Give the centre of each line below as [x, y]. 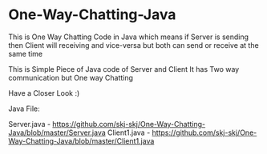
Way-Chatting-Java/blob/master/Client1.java [81, 140]
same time [26, 53]
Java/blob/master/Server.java [57, 132]
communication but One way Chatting [71, 77]
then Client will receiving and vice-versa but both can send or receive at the [133, 45]
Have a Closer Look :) [44, 93]
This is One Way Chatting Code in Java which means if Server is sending [129, 37]
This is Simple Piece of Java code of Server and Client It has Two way [124, 69]
